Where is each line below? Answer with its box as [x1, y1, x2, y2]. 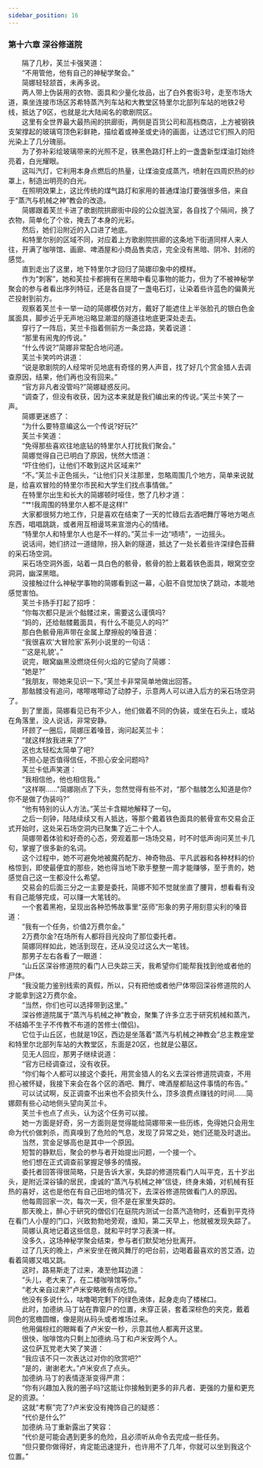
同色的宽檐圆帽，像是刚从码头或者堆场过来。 [8, 1314, 153, 1324]
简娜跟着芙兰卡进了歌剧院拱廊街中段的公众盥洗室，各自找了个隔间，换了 [21, 205, 255, 214]
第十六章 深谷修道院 [8, 38, 83, 49]
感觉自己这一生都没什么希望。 [8, 872, 104, 882]
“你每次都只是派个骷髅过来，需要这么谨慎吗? [21, 608, 166, 617]
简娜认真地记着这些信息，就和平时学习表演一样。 [21, 1225, 180, 1235]
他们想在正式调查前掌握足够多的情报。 [21, 1157, 146, 1167]
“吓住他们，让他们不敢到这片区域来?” [21, 460, 142, 469]
